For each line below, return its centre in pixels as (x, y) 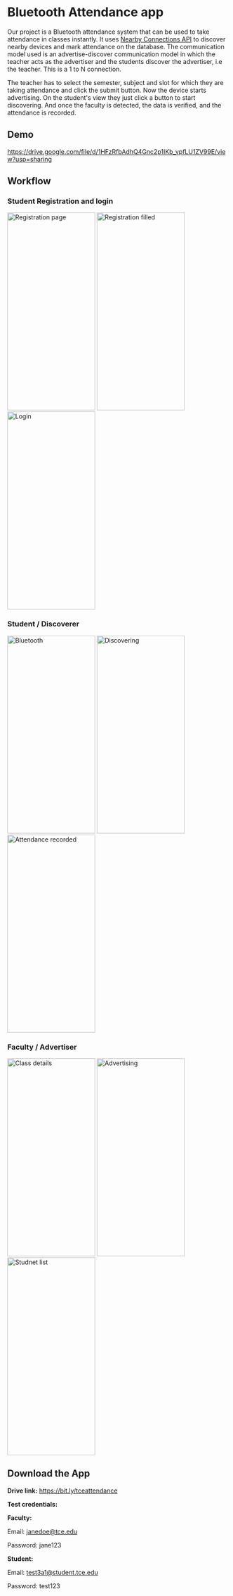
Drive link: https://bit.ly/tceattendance (62, 1491)
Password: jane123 (34, 1545)
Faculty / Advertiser (42, 1047)
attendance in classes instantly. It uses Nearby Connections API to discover (116, 39)
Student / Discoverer (43, 624)
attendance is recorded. (42, 112)
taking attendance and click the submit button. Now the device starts (107, 90)
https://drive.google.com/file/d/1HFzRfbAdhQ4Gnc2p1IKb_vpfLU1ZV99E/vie (116, 151)
